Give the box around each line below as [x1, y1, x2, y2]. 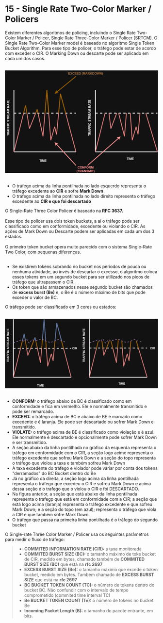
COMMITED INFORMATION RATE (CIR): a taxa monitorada [24, 546, 142, 552]
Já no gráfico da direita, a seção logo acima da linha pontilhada [12, 475, 139, 481]
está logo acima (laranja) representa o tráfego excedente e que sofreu [12, 501, 153, 507]
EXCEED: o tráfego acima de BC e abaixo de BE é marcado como [12, 413, 143, 419]
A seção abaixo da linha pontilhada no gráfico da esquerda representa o [12, 444, 157, 450]
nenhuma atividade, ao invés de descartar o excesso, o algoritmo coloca [12, 269, 158, 275]
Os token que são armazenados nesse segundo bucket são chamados [12, 284, 153, 290]
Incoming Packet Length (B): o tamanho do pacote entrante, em [24, 607, 153, 613]
